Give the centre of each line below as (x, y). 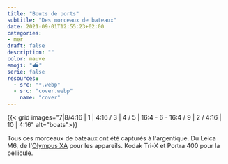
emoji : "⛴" (25, 65)
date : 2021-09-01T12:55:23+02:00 (56, 26)
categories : (24, 33)
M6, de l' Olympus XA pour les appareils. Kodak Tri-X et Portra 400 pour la (114, 146)
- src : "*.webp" (37, 85)
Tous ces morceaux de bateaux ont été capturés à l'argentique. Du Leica (112, 138)
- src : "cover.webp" (43, 91)
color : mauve (26, 59)
